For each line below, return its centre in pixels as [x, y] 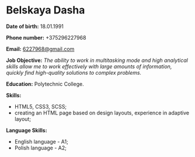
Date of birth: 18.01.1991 [35, 26]
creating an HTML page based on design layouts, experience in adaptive [102, 113]
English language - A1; [41, 141]
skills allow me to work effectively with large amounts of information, [89, 66]
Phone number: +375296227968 [46, 37]
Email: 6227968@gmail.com [40, 49]
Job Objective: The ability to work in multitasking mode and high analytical [97, 60]
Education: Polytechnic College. [45, 84]
